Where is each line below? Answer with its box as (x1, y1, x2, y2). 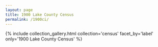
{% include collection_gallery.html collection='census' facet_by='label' (5, 31, 154, 37)
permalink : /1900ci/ (5, 17, 49, 22)
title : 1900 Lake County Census (5, 12, 74, 17)
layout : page (5, 7, 33, 13)
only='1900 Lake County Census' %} (5, 36, 83, 42)
